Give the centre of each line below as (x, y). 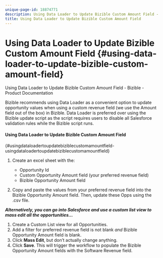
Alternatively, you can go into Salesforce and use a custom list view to (78, 209)
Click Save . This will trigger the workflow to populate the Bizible (77, 245)
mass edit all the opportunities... (39, 215)
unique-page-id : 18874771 (31, 10)
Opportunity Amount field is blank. (47, 235)
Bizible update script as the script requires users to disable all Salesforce (79, 118)
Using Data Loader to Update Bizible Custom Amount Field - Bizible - (75, 88)
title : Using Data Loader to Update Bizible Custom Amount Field (73, 19)
